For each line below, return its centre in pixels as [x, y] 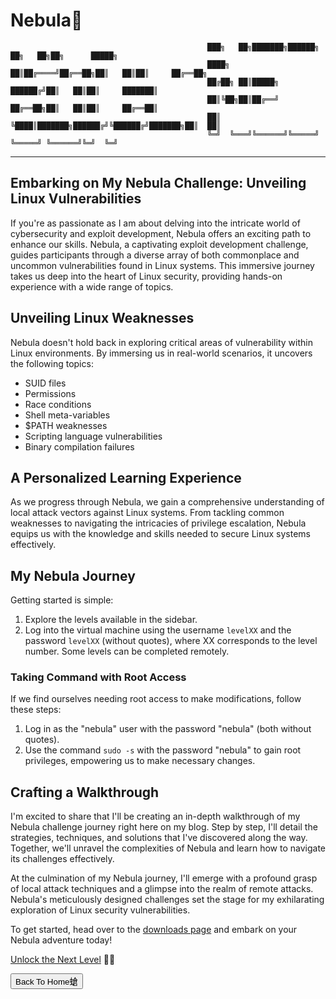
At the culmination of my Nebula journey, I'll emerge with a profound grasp [164, 878]
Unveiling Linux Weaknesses [102, 318]
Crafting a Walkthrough [85, 792]
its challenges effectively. [62, 859]
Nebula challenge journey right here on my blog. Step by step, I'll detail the [164, 827]
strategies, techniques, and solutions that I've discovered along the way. [159, 838]
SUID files [45, 383]
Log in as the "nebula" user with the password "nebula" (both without [168, 729]
